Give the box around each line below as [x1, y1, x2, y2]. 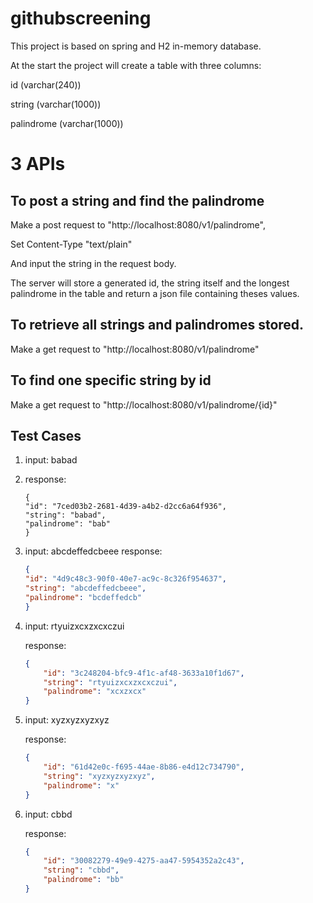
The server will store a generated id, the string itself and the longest [10, 277, 290, 289]
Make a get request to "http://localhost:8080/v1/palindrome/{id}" [10, 398, 278, 411]
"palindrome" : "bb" [43, 875, 125, 885]
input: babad [24, 454, 78, 466]
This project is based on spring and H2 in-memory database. [10, 40, 262, 52]
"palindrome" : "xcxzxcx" [43, 687, 147, 697]
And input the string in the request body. [10, 257, 177, 269]
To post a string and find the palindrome [10, 192, 265, 209]
